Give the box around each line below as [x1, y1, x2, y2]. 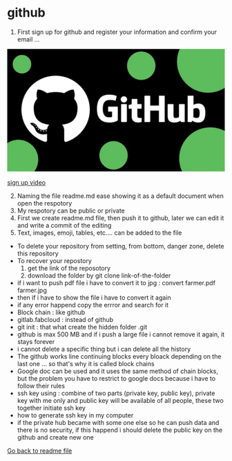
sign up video [7, 179, 46, 187]
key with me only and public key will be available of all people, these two [17, 397, 224, 405]
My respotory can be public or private [17, 206, 126, 215]
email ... [17, 35, 40, 43]
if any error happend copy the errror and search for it [17, 301, 169, 309]
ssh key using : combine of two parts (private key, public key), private [17, 389, 215, 397]
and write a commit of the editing [17, 222, 112, 230]
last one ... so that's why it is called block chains [17, 360, 155, 368]
